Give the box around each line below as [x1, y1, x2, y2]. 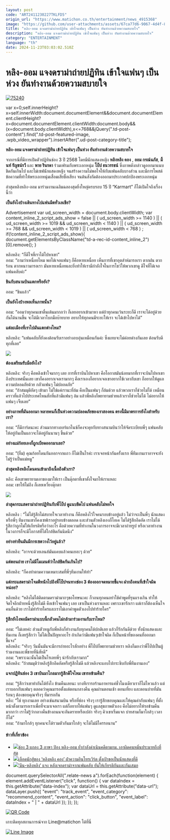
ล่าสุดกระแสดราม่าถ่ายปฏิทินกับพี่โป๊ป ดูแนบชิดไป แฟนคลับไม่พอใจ [6, 501, 114, 507]
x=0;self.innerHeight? [13, 104, 59, 110]
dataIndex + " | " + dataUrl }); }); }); [6, 799, 79, 805]
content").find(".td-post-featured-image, [6, 131, 90, 137]
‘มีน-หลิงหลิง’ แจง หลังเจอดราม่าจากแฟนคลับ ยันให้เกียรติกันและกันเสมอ [18, 762, 138, 768]
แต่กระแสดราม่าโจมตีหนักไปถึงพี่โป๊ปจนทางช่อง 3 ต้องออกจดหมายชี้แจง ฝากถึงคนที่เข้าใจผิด [6, 579, 156, 585]
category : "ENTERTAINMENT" [6, 36, 63, 41]
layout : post [6, 7, 33, 13]
